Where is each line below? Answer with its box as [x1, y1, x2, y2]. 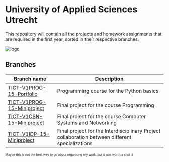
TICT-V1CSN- [8, 113, 43, 120]
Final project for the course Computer [57, 113, 146, 120]
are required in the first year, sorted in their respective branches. [5, 36, 139, 42]
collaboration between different [57, 133, 132, 140]
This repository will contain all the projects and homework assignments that [5, 31, 162, 37]
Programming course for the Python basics [57, 87, 159, 94]
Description [95, 75, 124, 83]
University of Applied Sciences [5, 4, 138, 15]
